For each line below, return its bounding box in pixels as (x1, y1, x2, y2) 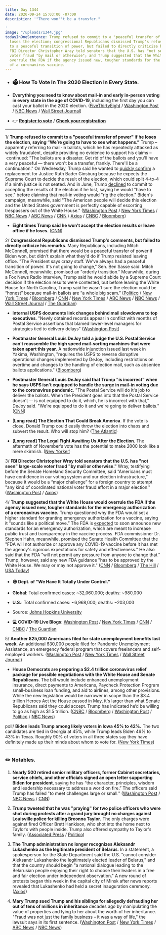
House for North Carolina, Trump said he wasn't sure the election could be (5, 284, 157, 290)
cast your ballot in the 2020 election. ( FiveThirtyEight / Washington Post (12, 103, 159, 108)
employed (5, 651, 26, 657)
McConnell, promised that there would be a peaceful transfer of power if (5, 248, 153, 254)
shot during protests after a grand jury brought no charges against (12, 811, 152, 817)
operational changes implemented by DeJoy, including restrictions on (12, 356, 154, 362)
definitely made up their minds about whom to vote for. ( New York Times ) (5, 739, 155, 745)
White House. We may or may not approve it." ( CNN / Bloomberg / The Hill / (5, 562, 159, 568)
